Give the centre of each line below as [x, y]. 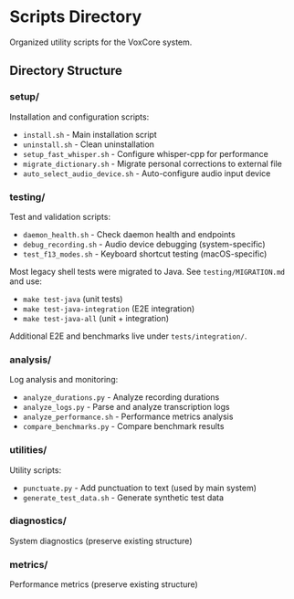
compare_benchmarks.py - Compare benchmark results [123, 426]
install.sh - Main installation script [89, 134]
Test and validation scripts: [60, 216]
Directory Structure [66, 71]
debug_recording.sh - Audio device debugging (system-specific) [144, 244]
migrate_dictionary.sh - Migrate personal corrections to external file [152, 163]
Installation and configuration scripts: [79, 117]
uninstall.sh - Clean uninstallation [89, 144]
